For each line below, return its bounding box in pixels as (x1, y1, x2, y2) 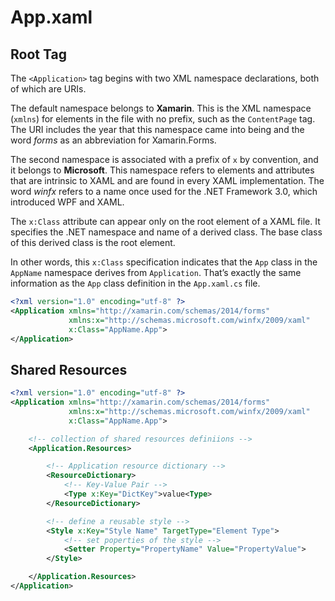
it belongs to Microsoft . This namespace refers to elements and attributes (10, 164, 315, 176)
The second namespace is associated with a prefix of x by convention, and (10, 154, 319, 165)
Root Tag (10, 46, 67, 63)
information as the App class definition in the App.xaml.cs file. (10, 277, 261, 289)
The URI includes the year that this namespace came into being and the (10, 124, 305, 135)
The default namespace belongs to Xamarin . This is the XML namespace (10, 102, 312, 114)
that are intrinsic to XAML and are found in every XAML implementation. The (10, 175, 325, 186)
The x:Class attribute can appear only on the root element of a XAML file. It (10, 216, 321, 227)
